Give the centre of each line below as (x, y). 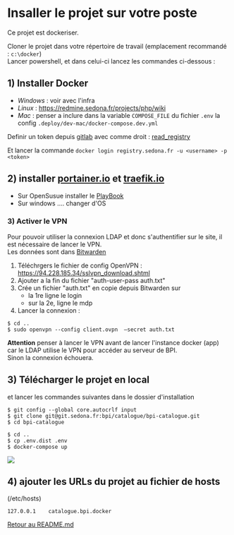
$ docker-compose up (38, 447)
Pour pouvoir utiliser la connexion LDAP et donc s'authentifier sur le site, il (115, 236)
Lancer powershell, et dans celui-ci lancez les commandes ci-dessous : (111, 61)
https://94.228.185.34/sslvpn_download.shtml (84, 272)
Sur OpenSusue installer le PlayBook (70, 196)
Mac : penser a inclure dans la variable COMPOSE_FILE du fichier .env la (119, 115)
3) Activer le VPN (37, 222)
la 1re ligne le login (55, 295)
